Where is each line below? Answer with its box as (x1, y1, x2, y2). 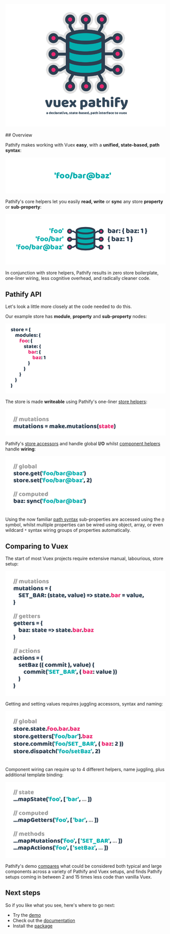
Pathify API (5, 290, 42, 299)
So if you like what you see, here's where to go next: (5, 902, 116, 908)
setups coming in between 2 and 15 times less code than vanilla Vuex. (5, 873, 152, 880)
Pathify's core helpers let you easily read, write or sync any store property (5, 199, 163, 205)
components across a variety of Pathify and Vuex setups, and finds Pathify (5, 868, 162, 874)
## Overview (5, 132, 33, 138)
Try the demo (12, 912, 41, 918)
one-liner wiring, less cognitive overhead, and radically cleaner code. (5, 275, 151, 281)
